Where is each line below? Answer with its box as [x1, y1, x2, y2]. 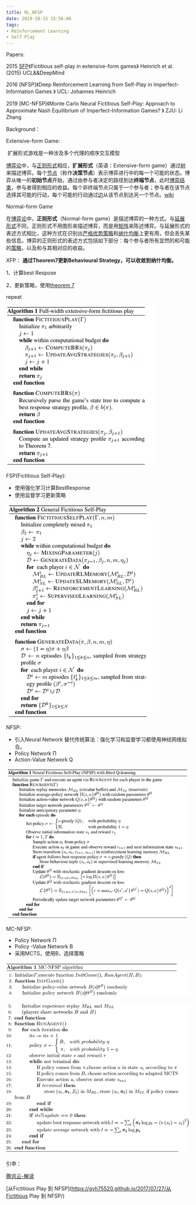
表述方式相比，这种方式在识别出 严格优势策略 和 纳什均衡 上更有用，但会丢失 [6, 230, 185, 237]
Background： [6, 126, 41, 133]
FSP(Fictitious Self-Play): [6, 472, 66, 479]
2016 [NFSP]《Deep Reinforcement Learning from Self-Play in [6, 81, 153, 88]
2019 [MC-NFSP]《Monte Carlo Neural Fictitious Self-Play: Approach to [6, 100, 176, 107]
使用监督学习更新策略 [14, 492, 66, 499]
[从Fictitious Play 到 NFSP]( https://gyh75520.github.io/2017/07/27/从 [6, 1185, 171, 1192]
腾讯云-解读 [6, 1173, 34, 1180]
